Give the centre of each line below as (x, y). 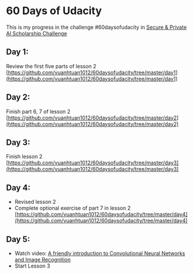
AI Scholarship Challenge (37, 33)
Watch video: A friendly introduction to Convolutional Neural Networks (100, 253)
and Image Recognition (43, 260)
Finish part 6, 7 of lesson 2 (38, 111)
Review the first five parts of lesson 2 (51, 66)
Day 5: (18, 239)
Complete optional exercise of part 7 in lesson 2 (73, 208)
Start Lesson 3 (32, 266)
